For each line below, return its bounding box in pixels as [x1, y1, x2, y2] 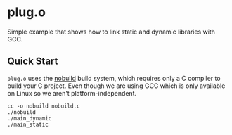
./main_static [7, 121, 49, 128]
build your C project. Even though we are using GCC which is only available [7, 82, 226, 90]
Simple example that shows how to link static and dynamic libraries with [7, 27, 216, 36]
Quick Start [7, 56, 58, 67]
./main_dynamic [7, 115, 52, 122]
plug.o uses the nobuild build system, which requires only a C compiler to [7, 74, 221, 82]
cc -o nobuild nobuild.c [7, 103, 80, 110]
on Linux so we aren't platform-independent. [7, 89, 137, 97]
